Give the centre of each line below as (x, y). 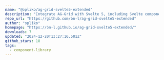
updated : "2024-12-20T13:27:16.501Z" (43, 37)
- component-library (30, 50)
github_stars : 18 (23, 41)
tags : (10, 45)
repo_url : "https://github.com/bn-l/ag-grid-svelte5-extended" (71, 18)
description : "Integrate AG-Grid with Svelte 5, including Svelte (74, 14)
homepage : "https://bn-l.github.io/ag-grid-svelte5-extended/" (71, 28)
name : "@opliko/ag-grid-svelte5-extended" (49, 9)
